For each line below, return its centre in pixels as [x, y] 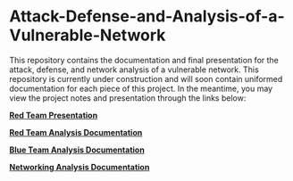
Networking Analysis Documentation [80, 167]
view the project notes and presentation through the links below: [128, 98]
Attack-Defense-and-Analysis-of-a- [147, 16]
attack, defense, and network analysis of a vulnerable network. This [134, 70]
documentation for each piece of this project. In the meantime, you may [141, 88]
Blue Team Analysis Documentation [77, 150]
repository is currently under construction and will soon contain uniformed [146, 78]
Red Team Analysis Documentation [76, 132]
